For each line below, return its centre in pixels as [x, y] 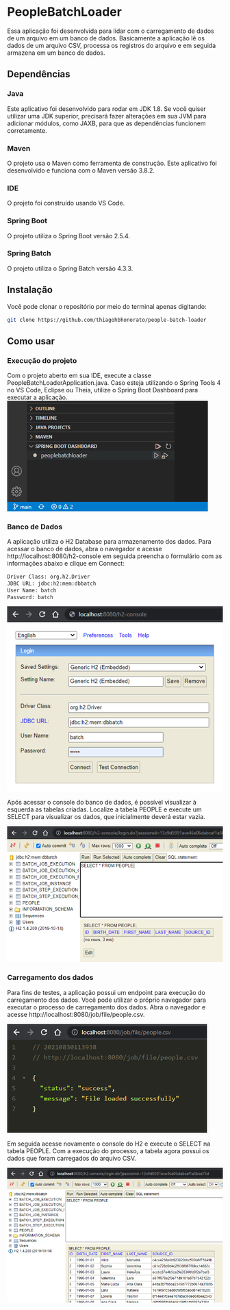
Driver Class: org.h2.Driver [49, 577]
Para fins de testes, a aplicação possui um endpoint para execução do [106, 992]
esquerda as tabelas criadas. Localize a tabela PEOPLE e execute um [104, 809]
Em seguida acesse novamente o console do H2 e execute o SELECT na [109, 1144]
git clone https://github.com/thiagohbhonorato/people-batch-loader [107, 320]
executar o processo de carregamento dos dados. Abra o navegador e [106, 1007]
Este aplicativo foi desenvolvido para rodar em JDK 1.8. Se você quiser [107, 109]
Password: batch [30, 597]
